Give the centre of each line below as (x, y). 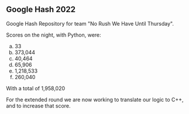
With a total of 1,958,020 (36, 88)
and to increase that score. (39, 106)
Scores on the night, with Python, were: (54, 35)
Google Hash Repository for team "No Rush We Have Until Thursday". (90, 23)
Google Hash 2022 (41, 10)
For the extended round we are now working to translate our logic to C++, (95, 99)
